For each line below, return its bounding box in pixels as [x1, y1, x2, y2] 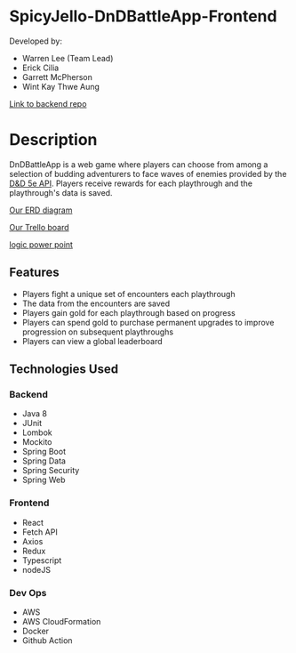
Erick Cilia [21, 62, 60, 73]
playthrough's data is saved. [9, 187, 113, 198]
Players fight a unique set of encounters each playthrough [21, 288, 236, 299]
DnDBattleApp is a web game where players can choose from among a [9, 158, 268, 170]
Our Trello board [9, 222, 69, 232]
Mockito [21, 437, 52, 447]
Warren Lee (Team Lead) [21, 52, 114, 63]
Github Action [21, 634, 73, 646]
